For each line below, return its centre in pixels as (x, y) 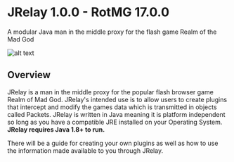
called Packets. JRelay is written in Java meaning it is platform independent (117, 114)
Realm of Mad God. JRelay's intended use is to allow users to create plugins (117, 99)
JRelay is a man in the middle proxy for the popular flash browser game (111, 92)
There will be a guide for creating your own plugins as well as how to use (113, 143)
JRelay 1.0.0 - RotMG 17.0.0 (89, 12)
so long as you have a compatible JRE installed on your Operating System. (115, 122)
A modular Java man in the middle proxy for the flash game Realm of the (112, 32)
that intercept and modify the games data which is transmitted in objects (112, 107)
